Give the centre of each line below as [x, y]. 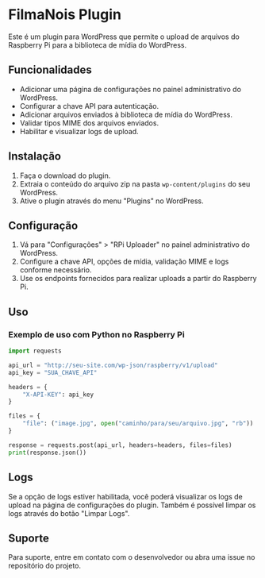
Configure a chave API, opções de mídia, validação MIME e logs [124, 262]
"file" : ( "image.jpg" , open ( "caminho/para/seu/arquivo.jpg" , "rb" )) [138, 424]
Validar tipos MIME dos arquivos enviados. [89, 123]
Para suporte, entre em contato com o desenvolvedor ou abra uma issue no [132, 557]
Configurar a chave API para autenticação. [89, 106]
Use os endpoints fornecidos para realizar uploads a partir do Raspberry [138, 279]
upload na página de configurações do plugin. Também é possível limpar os [132, 505]
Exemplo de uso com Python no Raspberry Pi [96, 334]
